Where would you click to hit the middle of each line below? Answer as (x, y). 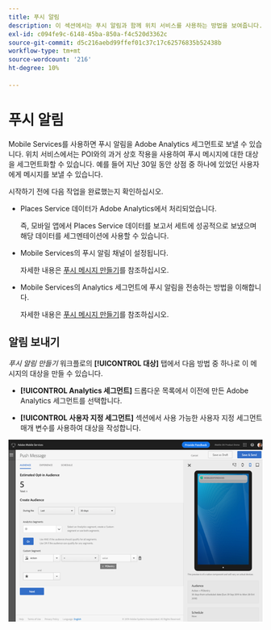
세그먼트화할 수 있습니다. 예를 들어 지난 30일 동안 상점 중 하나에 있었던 (127, 164)
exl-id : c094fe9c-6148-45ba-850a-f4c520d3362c (88, 34)
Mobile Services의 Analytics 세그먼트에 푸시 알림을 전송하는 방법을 (127, 287)
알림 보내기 (34, 342)
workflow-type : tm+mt (45, 51)
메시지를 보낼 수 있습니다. (63, 174)
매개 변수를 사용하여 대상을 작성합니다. (80, 428)
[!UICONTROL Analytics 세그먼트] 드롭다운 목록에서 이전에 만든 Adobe (134, 390)
